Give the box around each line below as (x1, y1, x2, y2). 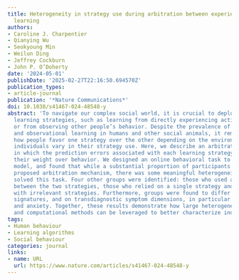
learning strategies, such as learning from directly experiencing (14, 116, 218, 123)
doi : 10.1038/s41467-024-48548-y (7, 103, 107, 110)
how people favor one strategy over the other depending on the (14, 136, 208, 143)
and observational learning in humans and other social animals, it (14, 130, 221, 137)
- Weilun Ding (7, 51, 50, 58)
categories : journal (7, 242, 69, 249)
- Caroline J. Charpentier (7, 30, 87, 38)
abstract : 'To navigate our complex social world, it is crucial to (7, 110, 215, 117)
